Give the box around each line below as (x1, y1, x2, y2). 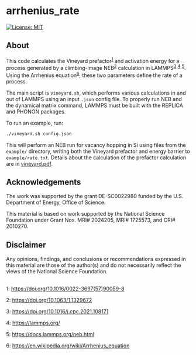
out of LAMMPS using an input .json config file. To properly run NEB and (6, 95, 183, 102)
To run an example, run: (6, 119, 63, 126)
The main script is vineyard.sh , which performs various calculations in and (6, 89, 186, 96)
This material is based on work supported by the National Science (6, 210, 165, 217)
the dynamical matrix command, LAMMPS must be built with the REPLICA (6, 102, 183, 109)
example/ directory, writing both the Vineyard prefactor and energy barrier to (6, 148, 190, 155)
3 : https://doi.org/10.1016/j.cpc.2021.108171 (6, 307, 109, 315)
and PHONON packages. (6, 108, 66, 115)
